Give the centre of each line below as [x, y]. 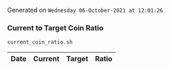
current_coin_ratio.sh [40, 42]
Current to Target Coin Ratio [56, 28]
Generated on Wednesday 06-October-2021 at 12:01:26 [85, 10]
